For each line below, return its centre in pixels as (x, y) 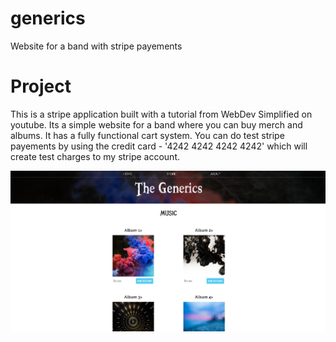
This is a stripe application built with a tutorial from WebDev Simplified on (161, 114)
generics (48, 18)
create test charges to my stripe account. (95, 156)
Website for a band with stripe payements (96, 46)
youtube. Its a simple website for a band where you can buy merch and (156, 124)
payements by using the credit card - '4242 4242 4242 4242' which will (159, 146)
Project (41, 86)
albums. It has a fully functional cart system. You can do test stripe (147, 135)
